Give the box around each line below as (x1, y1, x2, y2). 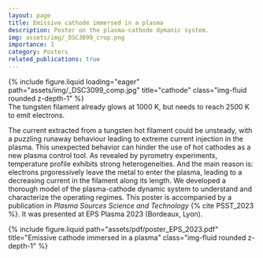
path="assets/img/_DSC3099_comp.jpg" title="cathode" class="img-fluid (8, 85, 247, 94)
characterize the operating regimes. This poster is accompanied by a (8, 192, 232, 201)
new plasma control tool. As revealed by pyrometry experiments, (8, 150, 218, 160)
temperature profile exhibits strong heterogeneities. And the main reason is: (8, 159, 254, 168)
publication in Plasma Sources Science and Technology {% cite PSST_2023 (8, 201, 254, 210)
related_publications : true (8, 56, 101, 64)
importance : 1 (8, 41, 55, 49)
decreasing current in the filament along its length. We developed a (8, 175, 226, 185)
